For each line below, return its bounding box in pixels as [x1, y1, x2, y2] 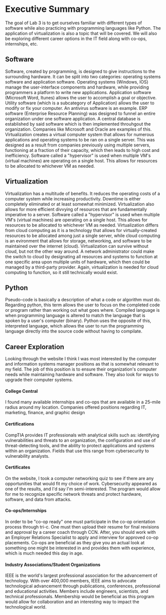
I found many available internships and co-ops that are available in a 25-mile [5, 399, 161, 405]
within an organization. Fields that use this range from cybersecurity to [5, 448, 149, 454]
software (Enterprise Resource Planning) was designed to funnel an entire [5, 110, 156, 116]
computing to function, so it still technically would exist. [5, 269, 118, 275]
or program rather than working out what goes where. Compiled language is [5, 307, 160, 313]
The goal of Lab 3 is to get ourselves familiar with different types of [5, 20, 142, 26]
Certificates [5, 464, 31, 471]
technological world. [5, 604, 47, 610]
